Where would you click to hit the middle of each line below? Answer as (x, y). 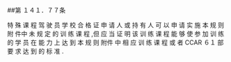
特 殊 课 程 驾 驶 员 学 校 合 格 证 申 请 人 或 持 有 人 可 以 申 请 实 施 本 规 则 (116, 25)
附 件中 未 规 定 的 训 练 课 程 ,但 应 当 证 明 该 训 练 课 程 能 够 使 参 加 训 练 (116, 34)
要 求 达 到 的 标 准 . (35, 51)
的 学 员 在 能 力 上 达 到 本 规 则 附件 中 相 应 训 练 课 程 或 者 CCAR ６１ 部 (115, 42)
